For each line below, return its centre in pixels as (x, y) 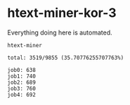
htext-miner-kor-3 (62, 13)
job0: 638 (22, 70)
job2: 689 (22, 82)
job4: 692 (22, 94)
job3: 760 (22, 88)
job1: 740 (22, 76)
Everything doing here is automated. (60, 32)
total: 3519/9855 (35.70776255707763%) (66, 58)
